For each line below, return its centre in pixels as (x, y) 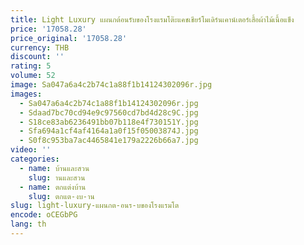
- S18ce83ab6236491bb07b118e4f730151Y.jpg (109, 122)
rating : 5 (31, 66)
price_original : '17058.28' (69, 38)
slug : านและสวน (57, 177)
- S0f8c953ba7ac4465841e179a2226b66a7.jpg (109, 141)
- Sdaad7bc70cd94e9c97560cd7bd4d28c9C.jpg (109, 112)
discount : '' (37, 57)
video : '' (31, 150)
